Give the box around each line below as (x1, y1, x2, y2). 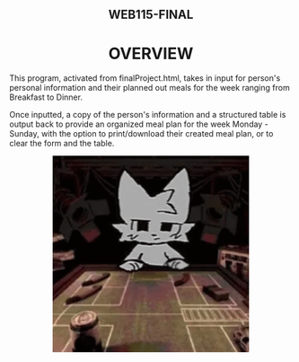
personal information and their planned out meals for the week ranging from (9, 83, 290, 93)
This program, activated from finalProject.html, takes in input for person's (9, 73, 281, 84)
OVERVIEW (108, 43, 194, 64)
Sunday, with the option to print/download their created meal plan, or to (9, 128, 274, 139)
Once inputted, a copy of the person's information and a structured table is (9, 110, 286, 120)
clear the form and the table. (9, 138, 115, 149)
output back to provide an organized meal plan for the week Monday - (9, 119, 269, 129)
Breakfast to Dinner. (9, 92, 84, 102)
